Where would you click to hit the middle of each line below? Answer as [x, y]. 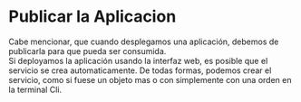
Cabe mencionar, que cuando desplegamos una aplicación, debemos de [144, 42]
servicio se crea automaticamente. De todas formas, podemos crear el [140, 70]
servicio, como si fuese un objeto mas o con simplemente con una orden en [150, 79]
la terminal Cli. [35, 89]
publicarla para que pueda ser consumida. [87, 51]
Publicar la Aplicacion [92, 17]
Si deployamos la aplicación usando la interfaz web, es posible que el [138, 60]
